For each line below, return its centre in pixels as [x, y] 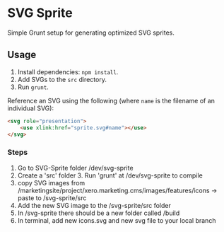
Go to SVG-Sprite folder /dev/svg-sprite [75, 168]
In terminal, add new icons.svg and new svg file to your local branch [117, 220]
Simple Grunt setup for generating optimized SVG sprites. [91, 33]
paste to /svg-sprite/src [52, 198]
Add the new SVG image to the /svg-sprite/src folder [94, 205]
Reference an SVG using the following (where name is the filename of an [111, 100]
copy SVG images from [51, 182]
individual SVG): [31, 108]
